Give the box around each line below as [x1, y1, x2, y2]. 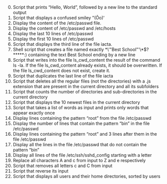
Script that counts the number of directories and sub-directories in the [12, 89, 157, 94]
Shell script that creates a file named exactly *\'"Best [12, 47, 121, 52]
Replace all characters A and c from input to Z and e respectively [12, 158, 146, 163]
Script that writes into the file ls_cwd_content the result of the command [12, 57, 161, 63]
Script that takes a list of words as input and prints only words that [12, 104, 149, 110]
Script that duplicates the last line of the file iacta [12, 73, 113, 79]
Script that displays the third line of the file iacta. [12, 41, 112, 47]
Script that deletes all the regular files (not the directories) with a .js [12, 78, 151, 84]
